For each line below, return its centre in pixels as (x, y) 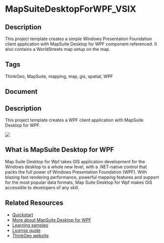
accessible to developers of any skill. (42, 187)
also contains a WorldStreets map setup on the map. (58, 49)
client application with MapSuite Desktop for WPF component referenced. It (81, 44)
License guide (26, 230)
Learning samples (30, 225)
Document (21, 92)
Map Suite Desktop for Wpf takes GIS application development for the (75, 161)
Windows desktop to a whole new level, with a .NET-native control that (76, 167)
